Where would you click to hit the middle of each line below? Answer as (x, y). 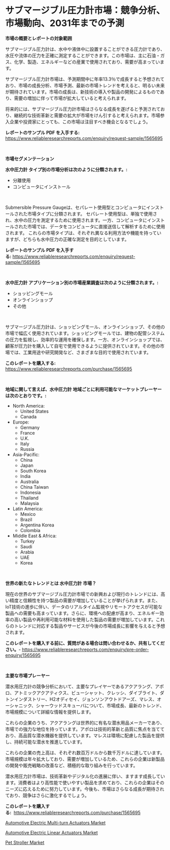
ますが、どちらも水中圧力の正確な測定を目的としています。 (67, 239)
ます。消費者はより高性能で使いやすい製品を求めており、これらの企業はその (85, 782)
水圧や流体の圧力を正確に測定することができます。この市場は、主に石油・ (83, 55)
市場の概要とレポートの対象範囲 (39, 38)
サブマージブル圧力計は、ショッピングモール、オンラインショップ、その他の (85, 327)
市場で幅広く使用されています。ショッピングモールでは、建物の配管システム (85, 333)
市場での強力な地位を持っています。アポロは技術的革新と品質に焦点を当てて (85, 729)
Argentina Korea (37, 525)
